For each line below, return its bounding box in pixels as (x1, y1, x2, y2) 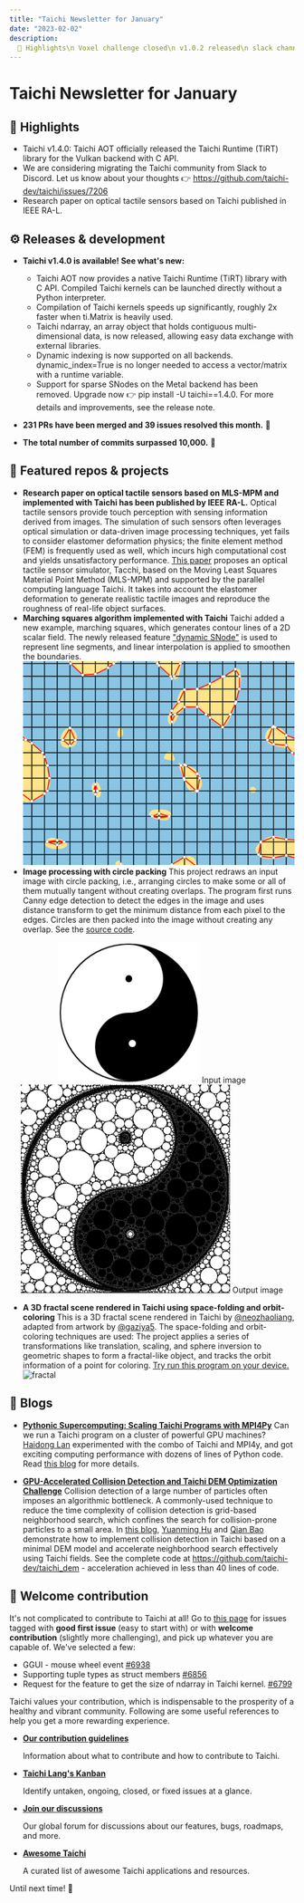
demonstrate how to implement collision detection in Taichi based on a (22, 1533, 287, 1544)
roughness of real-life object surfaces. (22, 602, 166, 613)
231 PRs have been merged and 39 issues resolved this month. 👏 (22, 419, 271, 430)
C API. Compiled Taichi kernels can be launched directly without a (35, 283, 282, 293)
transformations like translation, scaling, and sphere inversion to (22, 1341, 262, 1351)
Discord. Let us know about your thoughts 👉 (22, 173, 192, 184)
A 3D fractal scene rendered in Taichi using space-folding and (22, 1302, 261, 1313)
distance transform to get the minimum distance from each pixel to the (22, 905, 286, 916)
